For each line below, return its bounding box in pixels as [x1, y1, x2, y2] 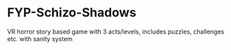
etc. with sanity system [7, 34, 73, 42]
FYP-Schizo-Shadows [7, 5, 137, 21]
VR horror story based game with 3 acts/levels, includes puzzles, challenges [7, 27, 225, 36]
